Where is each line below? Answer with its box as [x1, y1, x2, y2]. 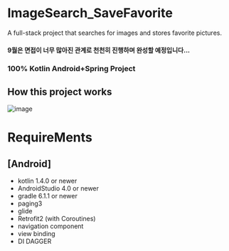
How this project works [7, 85, 112, 97]
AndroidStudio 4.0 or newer [17, 184, 100, 193]
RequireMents [7, 129, 92, 146]
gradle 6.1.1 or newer [17, 192, 78, 201]
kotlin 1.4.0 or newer [17, 176, 78, 186]
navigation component [17, 222, 84, 230]
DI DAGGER [17, 237, 52, 246]
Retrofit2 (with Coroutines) [17, 215, 96, 223]
